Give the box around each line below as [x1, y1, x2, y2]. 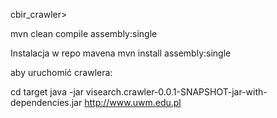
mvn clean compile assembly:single [10, 28, 158, 39]
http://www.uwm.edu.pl [84, 97, 182, 108]
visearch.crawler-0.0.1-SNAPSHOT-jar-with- [85, 86, 268, 98]
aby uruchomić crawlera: [10, 67, 113, 78]
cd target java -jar [10, 86, 84, 98]
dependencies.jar [10, 97, 83, 108]
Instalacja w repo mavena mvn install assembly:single [10, 47, 232, 59]
